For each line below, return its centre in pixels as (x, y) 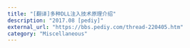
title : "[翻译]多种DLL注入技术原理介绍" (62, 14)
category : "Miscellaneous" (47, 34)
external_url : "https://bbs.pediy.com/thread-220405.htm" (95, 27)
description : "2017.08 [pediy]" (55, 20)
